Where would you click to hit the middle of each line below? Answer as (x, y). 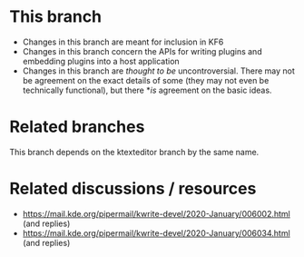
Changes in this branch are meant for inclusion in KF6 (123, 42)
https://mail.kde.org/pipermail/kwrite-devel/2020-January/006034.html (156, 232)
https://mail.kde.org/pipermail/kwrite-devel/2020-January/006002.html (156, 213)
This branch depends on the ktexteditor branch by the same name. (134, 152)
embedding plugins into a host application (101, 61)
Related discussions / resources (133, 189)
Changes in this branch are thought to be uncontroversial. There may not (158, 71)
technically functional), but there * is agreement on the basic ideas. (147, 90)
